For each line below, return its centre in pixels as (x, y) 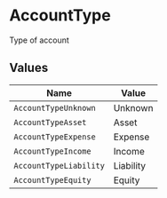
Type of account (39, 40)
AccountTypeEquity (52, 180)
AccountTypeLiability (59, 166)
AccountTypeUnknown (55, 108)
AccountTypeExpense (55, 137)
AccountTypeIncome (52, 151)
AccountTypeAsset (50, 122)
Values (29, 68)
